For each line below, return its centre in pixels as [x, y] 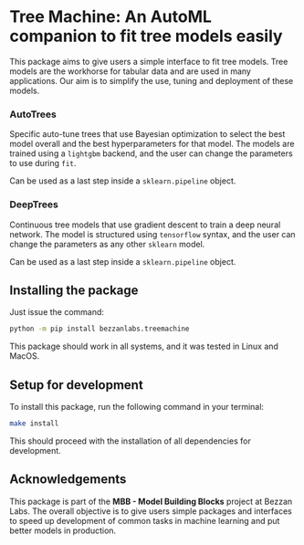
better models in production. [63, 530]
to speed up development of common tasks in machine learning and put [145, 520]
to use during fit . [43, 163]
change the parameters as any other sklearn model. [107, 244]
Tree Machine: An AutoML [111, 17]
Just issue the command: [57, 312]
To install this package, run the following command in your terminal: [137, 407]
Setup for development [76, 385]
